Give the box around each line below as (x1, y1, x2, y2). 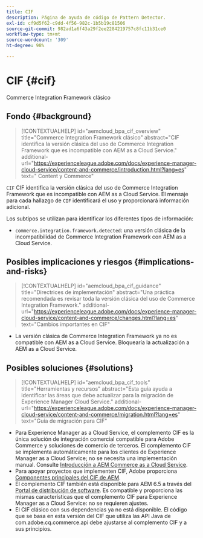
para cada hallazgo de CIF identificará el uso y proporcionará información (6, 197, 190, 204)
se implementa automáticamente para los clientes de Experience (14, 448, 176, 456)
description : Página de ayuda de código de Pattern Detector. (6, 14, 166, 21)
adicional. (6, 203, 31, 210)
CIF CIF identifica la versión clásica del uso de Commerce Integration (6, 184, 178, 191)
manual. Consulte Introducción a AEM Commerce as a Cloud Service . (14, 461, 188, 469)
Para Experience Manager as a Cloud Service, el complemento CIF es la (14, 429, 195, 437)
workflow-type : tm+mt (6, 31, 61, 37)
